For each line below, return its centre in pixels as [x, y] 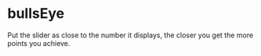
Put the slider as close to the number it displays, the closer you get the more [130, 35]
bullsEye [36, 14]
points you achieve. [39, 43]
